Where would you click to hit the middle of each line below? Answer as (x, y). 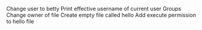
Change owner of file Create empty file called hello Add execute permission (101, 15)
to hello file (20, 21)
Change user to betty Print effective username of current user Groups (94, 9)
